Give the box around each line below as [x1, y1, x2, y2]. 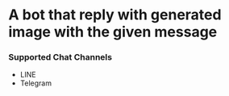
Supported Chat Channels [8, 52, 113, 63]
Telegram [19, 78, 52, 88]
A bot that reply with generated [8, 6, 222, 24]
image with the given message [8, 23, 218, 41]
